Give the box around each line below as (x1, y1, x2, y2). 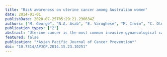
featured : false (5, 35, 39, 40)
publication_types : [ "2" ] (5, 26, 59, 31)
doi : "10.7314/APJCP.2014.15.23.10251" (5, 44, 88, 49)
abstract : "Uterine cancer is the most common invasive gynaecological (5, 30, 157, 35)
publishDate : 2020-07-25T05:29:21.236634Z (5, 16, 94, 21)
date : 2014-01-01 (5, 12, 41, 17)
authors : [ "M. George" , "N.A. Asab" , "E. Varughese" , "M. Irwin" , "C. (5, 21, 155, 26)
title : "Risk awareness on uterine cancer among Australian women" (5, 7, 148, 12)
